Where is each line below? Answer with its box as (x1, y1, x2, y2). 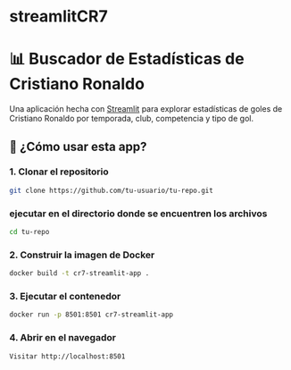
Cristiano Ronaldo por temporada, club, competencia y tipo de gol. (9, 114, 254, 124)
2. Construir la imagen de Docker (9, 248, 155, 261)
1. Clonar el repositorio (9, 165, 109, 178)
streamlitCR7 (9, 6, 109, 27)
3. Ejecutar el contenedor (9, 290, 121, 302)
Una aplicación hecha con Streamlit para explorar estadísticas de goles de (9, 104, 283, 114)
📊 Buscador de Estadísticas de (9, 49, 245, 69)
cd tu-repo (9, 227, 50, 236)
